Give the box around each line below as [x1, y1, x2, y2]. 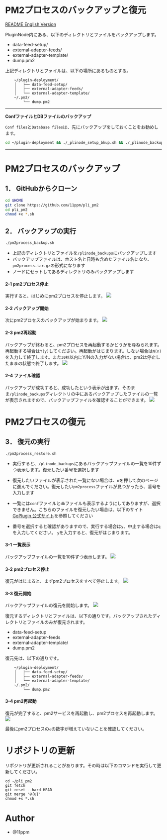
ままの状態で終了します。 [9, 360, 62, 366]
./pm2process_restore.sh [5, 451, 57, 456]
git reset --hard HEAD [5, 787, 52, 792]
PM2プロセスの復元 [5, 417, 85, 427]
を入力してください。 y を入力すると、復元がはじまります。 [12, 529, 133, 535]
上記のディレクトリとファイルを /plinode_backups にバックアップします [12, 250, 157, 256]
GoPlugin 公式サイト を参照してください [12, 513, 93, 519]
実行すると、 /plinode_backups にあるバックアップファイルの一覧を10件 [12, 460, 158, 466]
